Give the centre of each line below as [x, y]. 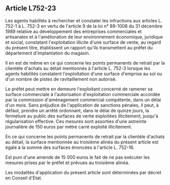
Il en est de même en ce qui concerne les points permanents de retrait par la [85, 63]
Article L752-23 [31, 8]
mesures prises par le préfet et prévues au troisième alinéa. [67, 163]
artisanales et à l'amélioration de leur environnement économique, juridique [84, 37]
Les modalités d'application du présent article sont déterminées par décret [83, 172]
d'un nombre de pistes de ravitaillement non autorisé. [61, 79]
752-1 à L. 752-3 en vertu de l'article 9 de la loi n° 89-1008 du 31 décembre [84, 26]
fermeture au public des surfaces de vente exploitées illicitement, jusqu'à [82, 116]
